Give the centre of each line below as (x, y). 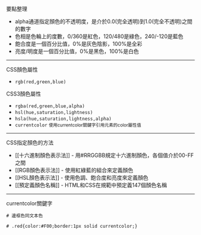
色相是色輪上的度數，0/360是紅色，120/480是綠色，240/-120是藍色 (99, 36)
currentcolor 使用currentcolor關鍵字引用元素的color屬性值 (78, 125)
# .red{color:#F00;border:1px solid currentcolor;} (72, 226)
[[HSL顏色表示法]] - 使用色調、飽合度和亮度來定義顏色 (81, 177)
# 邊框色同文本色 (25, 216)
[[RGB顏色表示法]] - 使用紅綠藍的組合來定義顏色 (74, 170)
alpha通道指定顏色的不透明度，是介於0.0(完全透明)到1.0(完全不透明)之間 (103, 21)
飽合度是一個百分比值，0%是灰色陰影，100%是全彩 (78, 44)
